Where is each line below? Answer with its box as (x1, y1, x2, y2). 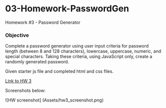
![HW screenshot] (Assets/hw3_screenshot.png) (5, 97, 104, 103)
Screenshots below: (5, 88, 46, 94)
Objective (5, 32, 29, 39)
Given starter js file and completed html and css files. (5, 68, 114, 74)
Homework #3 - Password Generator (5, 19, 81, 25)
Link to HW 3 (5, 78, 32, 84)
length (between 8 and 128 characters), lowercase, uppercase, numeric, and (5, 48, 162, 54)
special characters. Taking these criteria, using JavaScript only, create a (5, 54, 153, 59)
